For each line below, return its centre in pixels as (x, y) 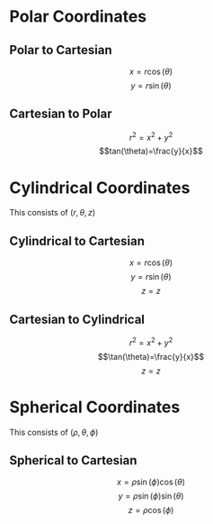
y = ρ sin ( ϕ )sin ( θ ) (151, 496)
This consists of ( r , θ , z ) (53, 213)
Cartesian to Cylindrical (77, 319)
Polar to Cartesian (61, 50)
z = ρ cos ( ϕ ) (151, 510)
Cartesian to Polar (61, 114)
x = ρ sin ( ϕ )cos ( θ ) (151, 482)
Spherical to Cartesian (73, 460)
